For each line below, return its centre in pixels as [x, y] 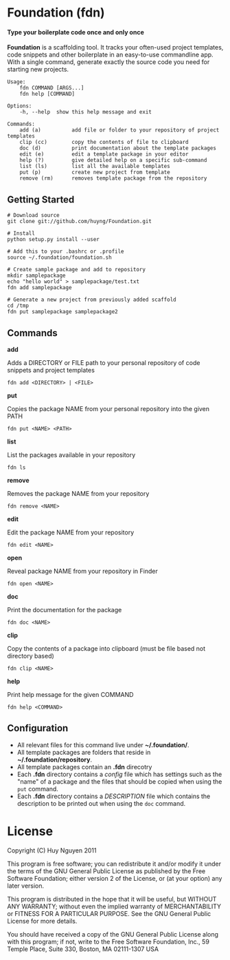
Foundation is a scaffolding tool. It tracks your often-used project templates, [115, 48]
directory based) [31, 656]
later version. [26, 886]
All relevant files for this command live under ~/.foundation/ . [103, 744]
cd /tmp [18, 306]
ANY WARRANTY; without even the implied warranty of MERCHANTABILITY [114, 906]
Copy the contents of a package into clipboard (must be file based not [106, 649]
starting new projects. [38, 70]
